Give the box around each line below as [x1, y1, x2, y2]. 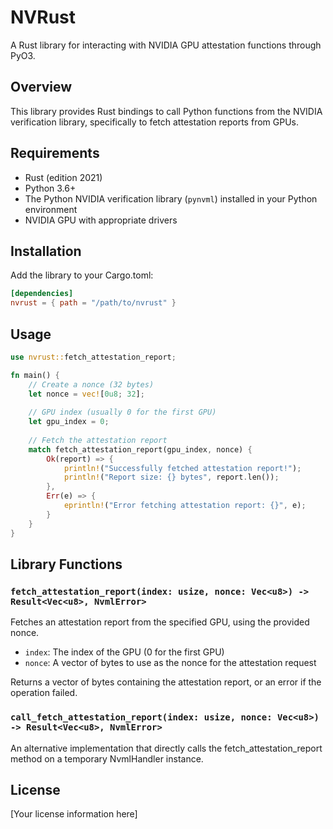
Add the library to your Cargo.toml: [10, 269, 154, 281]
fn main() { [10, 370, 60, 380]
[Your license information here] [10, 808, 138, 820]
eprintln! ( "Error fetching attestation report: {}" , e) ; [63, 501, 307, 511]
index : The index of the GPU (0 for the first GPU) [24, 646, 225, 658]
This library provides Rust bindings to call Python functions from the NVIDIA [10, 105, 323, 117]
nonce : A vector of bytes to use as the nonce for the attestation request [24, 657, 317, 669]
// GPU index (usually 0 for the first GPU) [28, 407, 217, 418]
